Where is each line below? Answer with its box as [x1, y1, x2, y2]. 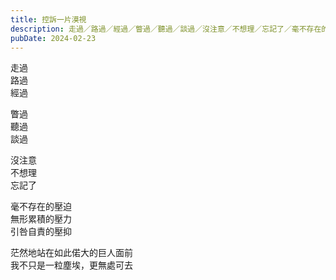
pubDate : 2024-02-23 [10, 33, 97, 43]
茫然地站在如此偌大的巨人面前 [10, 247, 133, 259]
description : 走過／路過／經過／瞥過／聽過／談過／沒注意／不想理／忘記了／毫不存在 [10, 24, 322, 34]
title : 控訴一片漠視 [10, 14, 87, 25]
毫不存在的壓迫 [10, 201, 72, 213]
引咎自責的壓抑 [10, 226, 72, 238]
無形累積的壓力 [10, 213, 72, 225]
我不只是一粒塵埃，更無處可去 [10, 259, 133, 271]
